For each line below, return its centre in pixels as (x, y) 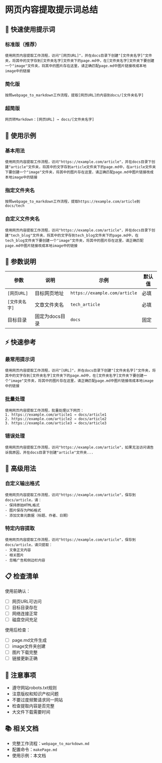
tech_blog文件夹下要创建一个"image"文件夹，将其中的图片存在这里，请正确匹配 (74, 240)
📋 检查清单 (22, 576)
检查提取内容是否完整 (33, 706)
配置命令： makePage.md (34, 749)
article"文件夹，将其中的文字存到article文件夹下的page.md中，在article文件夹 (83, 167)
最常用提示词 (20, 359)
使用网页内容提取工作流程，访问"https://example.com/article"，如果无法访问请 (78, 447)
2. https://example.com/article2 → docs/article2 (56, 419)
